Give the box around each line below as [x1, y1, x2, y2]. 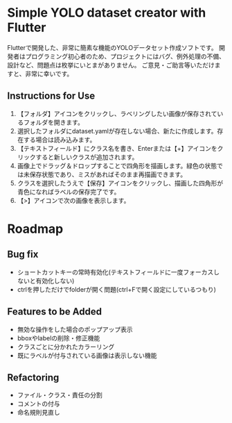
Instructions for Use [7, 90, 96, 102]
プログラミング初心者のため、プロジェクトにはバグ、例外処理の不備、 [25, 52, 226, 60]
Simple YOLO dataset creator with [7, 5, 206, 21]
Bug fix [7, 249, 39, 260]
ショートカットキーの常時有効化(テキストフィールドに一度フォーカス [17, 267, 214, 276]
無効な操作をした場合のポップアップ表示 [17, 325, 133, 333]
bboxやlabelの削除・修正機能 [17, 333, 100, 342]
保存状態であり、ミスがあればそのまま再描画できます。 [29, 170, 187, 179]
